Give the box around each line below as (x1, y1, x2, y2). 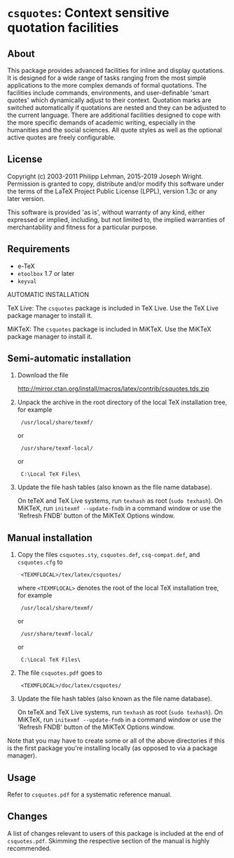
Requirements (7, 243, 70, 255)
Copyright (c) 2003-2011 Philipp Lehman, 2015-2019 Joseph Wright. (7, 172, 203, 180)
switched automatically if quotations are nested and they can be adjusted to (7, 104, 226, 111)
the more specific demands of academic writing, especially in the (7, 118, 196, 127)
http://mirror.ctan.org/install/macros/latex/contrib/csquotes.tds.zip (17, 385, 209, 393)
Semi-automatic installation (7, 352, 132, 365)
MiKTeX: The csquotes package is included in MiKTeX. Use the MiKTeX (7, 324, 212, 333)
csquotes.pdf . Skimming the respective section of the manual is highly (7, 836, 210, 845)
